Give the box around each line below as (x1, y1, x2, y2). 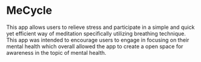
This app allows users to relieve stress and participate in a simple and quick (6, 23, 195, 31)
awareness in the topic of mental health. (6, 49, 107, 56)
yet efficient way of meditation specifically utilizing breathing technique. (6, 29, 186, 37)
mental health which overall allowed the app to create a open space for (6, 43, 183, 50)
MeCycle (6, 4, 53, 17)
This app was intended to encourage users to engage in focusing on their (6, 36, 189, 43)
